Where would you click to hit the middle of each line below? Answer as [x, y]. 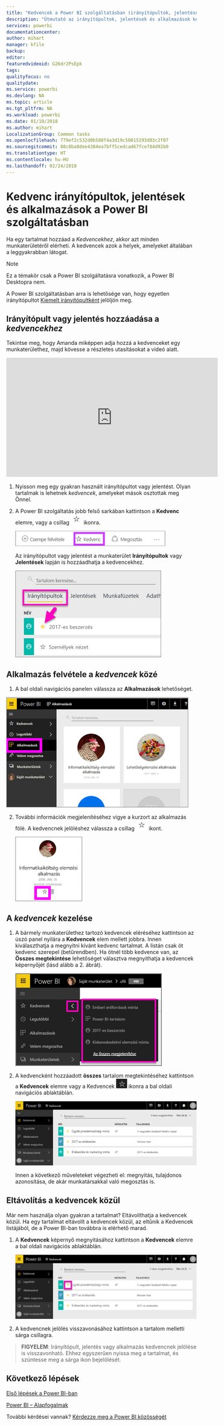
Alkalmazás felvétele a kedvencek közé [82, 674]
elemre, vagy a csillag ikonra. [58, 523]
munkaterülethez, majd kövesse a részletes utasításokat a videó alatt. [93, 349]
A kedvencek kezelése [50, 918]
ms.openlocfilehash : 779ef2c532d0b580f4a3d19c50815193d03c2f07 [88, 140]
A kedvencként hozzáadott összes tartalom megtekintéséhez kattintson [104, 1076]
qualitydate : [23, 83]
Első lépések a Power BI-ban [42, 1393]
